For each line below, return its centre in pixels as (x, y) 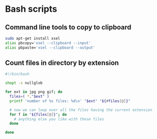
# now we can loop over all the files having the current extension (81, 110)
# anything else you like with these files (59, 119)
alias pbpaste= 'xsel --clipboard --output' (50, 48)
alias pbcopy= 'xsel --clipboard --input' (48, 43)
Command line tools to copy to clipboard (68, 27)
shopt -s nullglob (24, 83)
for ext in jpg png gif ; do (34, 92)
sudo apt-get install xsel (33, 38)
